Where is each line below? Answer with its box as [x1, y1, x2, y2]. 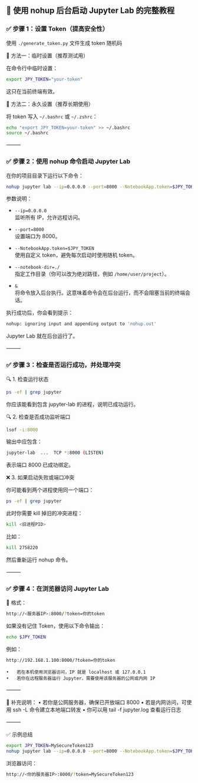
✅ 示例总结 [6, 730, 33, 737]
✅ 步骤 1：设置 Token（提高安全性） [6, 25, 109, 33]
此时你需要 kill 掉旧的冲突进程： [6, 510, 83, 517]
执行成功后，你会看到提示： [6, 309, 74, 316]
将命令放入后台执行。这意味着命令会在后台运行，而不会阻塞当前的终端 [14, 289, 186, 297]
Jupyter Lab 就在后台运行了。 [6, 333, 78, 340]
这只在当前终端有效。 [6, 87, 58, 95]
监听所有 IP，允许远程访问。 [14, 214, 84, 221]
